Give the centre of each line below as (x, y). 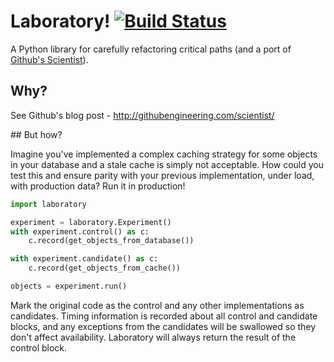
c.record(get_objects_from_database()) (111, 241)
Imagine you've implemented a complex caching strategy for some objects (164, 154)
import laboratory (48, 204)
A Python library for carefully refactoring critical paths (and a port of (151, 49)
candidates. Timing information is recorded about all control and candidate (164, 316)
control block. (39, 347)
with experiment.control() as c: (80, 231)
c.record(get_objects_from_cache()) (105, 268)
